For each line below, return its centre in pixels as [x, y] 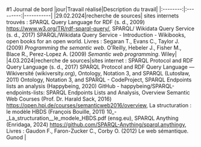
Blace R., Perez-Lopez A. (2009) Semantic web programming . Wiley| [91, 54]
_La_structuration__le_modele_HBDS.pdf [56, 118]
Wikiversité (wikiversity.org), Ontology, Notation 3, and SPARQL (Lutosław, [98, 73]
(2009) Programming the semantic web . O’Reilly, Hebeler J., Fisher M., [94, 48]
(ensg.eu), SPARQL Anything [143, 118]
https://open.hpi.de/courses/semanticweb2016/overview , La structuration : [99, 105]
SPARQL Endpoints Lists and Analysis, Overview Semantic [118, 92]
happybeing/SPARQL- [147, 86]
